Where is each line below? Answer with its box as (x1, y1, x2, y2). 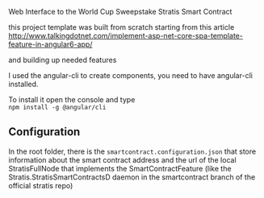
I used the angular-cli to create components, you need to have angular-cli (8, 71, 253, 80)
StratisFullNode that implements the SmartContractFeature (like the (8, 163, 232, 173)
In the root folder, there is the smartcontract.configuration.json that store (8, 146, 257, 156)
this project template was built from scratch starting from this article (8, 23, 235, 31)
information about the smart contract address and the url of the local (8, 155, 237, 164)
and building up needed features (8, 56, 117, 64)
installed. (8, 80, 39, 89)
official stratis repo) (8, 180, 73, 190)
